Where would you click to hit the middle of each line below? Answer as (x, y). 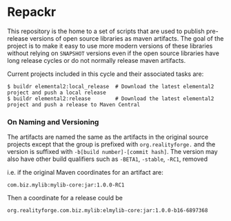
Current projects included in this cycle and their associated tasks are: (106, 74)
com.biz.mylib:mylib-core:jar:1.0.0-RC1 (66, 185)
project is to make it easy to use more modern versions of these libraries (110, 46)
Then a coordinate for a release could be (65, 198)
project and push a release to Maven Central (73, 104)
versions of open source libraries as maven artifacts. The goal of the (127, 38)
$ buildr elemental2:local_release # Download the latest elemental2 (111, 86)
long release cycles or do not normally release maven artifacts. (97, 60)
